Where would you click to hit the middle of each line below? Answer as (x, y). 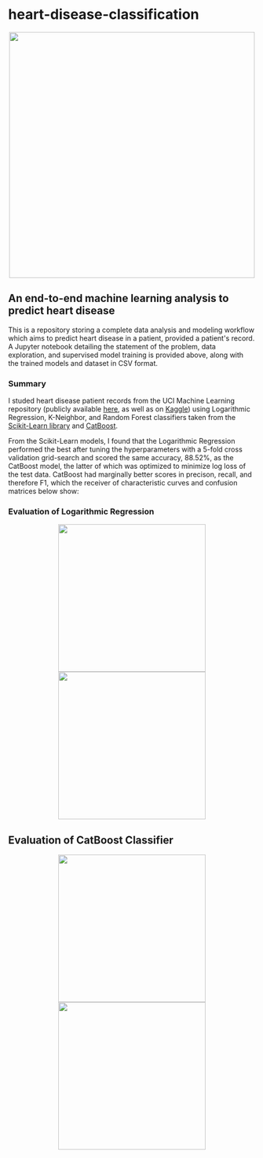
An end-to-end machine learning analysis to (119, 299)
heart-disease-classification (104, 15)
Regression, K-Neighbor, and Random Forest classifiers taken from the (122, 418)
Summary (27, 383)
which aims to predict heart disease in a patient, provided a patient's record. (131, 338)
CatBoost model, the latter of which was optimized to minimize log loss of (127, 467)
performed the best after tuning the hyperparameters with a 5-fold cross (126, 449)
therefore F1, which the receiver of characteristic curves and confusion (123, 483)
